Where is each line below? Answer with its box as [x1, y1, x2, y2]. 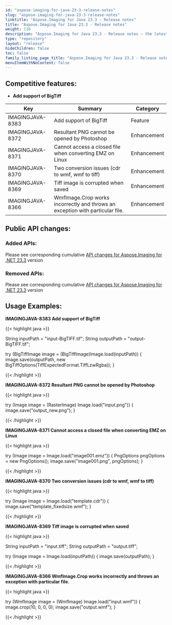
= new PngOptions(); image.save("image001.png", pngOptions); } [5, 458, 143, 464]
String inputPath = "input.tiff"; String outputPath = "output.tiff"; [5, 543, 138, 549]
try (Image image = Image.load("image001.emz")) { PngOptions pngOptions [5, 452, 165, 458]
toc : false [5, 50, 29, 56]
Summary [77, 105, 102, 112]
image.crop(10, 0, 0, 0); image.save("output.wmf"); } [5, 604, 116, 610]
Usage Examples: [5, 302, 62, 311]
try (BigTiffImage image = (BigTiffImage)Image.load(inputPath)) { [5, 351, 142, 357]
